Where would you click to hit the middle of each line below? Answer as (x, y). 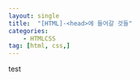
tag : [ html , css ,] (39, 46)
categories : (28, 31)
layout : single (34, 16)
